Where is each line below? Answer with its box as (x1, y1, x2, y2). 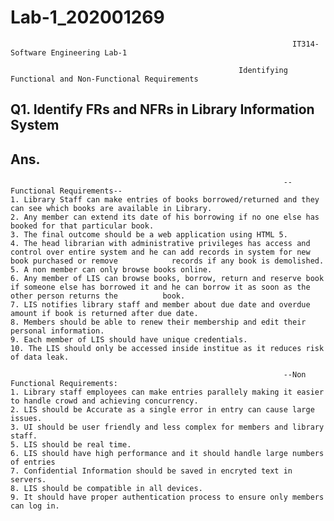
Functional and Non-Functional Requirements (10, 74, 199, 84)
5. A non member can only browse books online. (10, 265, 213, 275)
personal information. (10, 326, 105, 336)
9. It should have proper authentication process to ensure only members (10, 492, 325, 503)
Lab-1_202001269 (10, 6, 165, 29)
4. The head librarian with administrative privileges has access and (10, 239, 311, 249)
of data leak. (10, 352, 70, 363)
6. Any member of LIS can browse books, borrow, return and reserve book (10, 274, 325, 284)
